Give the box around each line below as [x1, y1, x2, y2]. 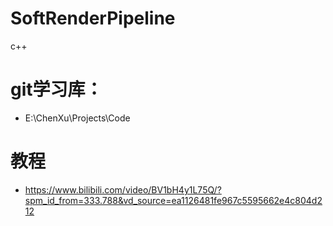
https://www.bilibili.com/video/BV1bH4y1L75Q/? [24, 183, 222, 196]
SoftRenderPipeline [10, 7, 176, 30]
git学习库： [10, 78, 103, 101]
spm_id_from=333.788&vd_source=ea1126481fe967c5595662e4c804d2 [24, 194, 323, 206]
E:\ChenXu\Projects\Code [24, 112, 131, 124]
